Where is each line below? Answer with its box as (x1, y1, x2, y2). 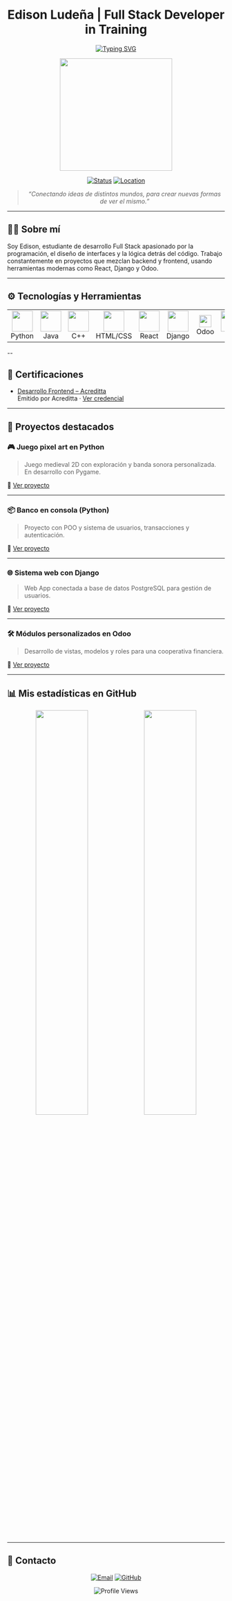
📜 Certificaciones (7, 369, 84, 380)
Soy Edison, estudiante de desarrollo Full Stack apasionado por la (7, 242, 194, 250)
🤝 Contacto (7, 1555, 57, 1566)
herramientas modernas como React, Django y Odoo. (7, 263, 159, 272)
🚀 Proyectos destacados (7, 420, 115, 432)
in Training (85, 21, 147, 37)
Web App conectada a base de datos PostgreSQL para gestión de (23, 584, 212, 592)
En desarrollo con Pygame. (23, 468, 101, 476)
